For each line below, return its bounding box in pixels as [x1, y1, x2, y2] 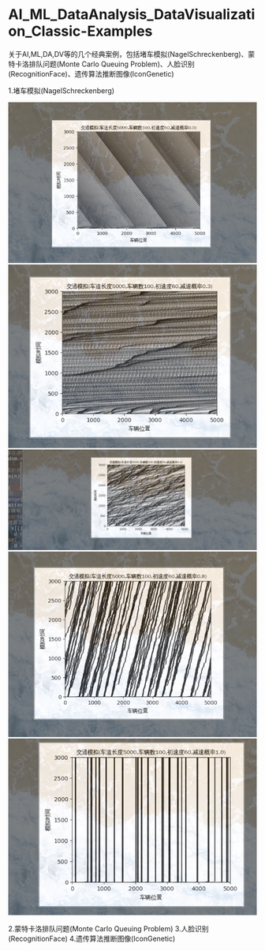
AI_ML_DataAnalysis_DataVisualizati [8, 6, 256, 24]
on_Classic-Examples [8, 22, 153, 40]
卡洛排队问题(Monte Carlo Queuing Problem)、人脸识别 [14, 59, 195, 69]
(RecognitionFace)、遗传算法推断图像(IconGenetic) [8, 69, 175, 78]
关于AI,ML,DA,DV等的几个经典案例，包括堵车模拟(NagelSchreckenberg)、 [8, 49, 248, 58]
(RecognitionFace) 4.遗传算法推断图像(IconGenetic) [8, 934, 176, 944]
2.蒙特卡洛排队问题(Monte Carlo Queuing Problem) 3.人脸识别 [8, 924, 209, 934]
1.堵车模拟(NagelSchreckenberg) [8, 85, 115, 95]
